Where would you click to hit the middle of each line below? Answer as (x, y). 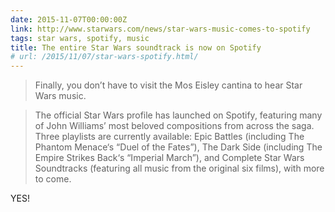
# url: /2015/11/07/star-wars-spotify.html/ (104, 57)
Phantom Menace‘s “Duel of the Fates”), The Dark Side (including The (178, 147)
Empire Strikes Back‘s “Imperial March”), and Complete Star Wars (169, 158)
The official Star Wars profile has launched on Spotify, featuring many (178, 115)
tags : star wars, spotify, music (80, 38)
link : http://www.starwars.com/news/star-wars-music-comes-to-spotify (160, 29)
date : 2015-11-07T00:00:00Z (69, 19)
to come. (53, 179)
